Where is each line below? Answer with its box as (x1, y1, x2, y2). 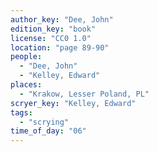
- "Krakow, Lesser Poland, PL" (19, 89, 150, 99)
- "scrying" (19, 117, 70, 127)
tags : (10, 107, 33, 118)
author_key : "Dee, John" (10, 14, 114, 25)
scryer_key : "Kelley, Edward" (10, 98, 137, 108)
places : (10, 80, 43, 90)
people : (10, 52, 43, 62)
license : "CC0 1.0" (10, 33, 92, 43)
